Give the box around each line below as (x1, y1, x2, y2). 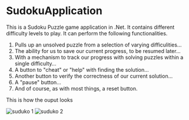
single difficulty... (14, 60, 57, 67)
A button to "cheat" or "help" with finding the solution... (14, 66, 149, 73)
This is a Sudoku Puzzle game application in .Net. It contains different (6, 24, 175, 31)
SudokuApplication (6, 4, 103, 18)
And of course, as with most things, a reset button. (14, 85, 138, 92)
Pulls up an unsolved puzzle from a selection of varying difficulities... (14, 41, 182, 48)
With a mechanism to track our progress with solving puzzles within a (14, 54, 184, 61)
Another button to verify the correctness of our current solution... (14, 72, 173, 79)
